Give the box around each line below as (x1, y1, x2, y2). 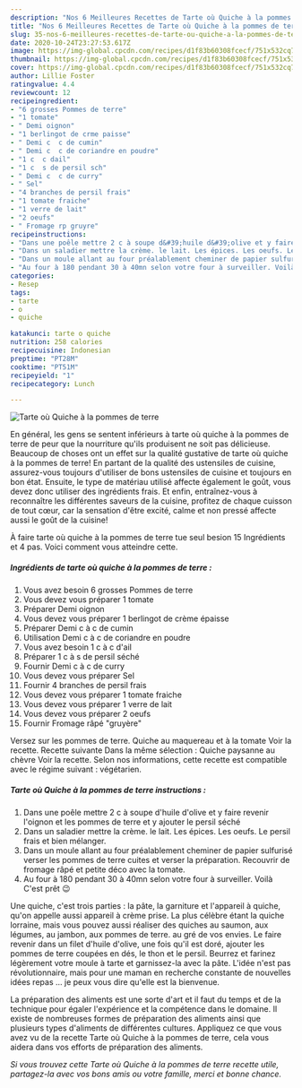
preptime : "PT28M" (10, 354, 79, 363)
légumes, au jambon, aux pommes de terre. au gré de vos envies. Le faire (10, 929, 281, 940)
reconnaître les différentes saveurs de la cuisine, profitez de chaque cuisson (10, 496, 292, 506)
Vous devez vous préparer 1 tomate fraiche (22, 689, 183, 700)
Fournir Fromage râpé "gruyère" (22, 718, 142, 729)
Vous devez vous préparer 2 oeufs (22, 709, 151, 720)
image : (10, 47, 35, 56)
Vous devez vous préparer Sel (22, 670, 135, 681)
